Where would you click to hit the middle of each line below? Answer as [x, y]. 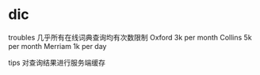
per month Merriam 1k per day [57, 46]
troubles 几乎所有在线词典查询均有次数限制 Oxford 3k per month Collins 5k [130, 37]
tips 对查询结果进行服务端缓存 [57, 62]
